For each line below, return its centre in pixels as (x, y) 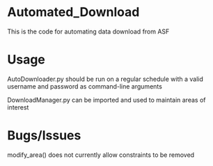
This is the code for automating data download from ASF (88, 31)
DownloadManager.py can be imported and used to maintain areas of (106, 100)
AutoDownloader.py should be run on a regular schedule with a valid (105, 79)
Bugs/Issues (44, 136)
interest (18, 107)
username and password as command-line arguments (85, 86)
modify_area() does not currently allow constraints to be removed (101, 155)
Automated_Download (73, 12)
